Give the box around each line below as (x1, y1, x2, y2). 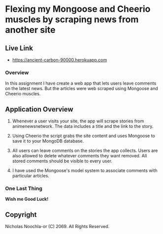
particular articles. (12, 173, 49, 179)
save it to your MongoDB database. (12, 138, 84, 144)
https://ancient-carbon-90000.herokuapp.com (12, 57, 107, 62)
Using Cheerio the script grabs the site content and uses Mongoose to (12, 133, 155, 139)
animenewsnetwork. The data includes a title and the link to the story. (12, 123, 154, 129)
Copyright (5, 210, 37, 219)
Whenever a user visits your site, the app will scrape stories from (12, 118, 144, 124)
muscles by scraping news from (5, 14, 139, 25)
